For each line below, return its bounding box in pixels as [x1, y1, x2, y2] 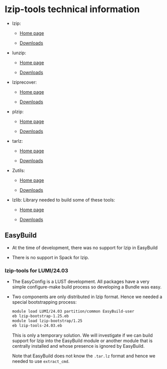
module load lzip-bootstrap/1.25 [12, 318, 83, 323]
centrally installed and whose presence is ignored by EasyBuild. [12, 343, 145, 349]
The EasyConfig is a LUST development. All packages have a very [12, 278, 150, 284]
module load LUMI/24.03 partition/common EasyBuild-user [12, 309, 135, 314]
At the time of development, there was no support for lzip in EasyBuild [12, 244, 158, 251]
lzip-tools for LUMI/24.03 [5, 267, 69, 274]
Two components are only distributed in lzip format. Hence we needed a [12, 294, 162, 300]
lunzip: [12, 50, 26, 56]
